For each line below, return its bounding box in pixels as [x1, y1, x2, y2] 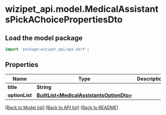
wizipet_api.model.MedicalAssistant [5, 3, 159, 15]
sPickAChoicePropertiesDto [5, 14, 123, 25]
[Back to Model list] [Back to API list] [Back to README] [5, 104, 119, 110]
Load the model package [5, 34, 83, 42]
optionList [7, 92, 32, 99]
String [37, 83, 52, 90]
